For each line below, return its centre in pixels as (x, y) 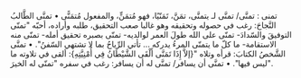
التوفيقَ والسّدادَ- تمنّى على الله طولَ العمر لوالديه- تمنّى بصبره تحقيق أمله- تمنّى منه (151, 35)
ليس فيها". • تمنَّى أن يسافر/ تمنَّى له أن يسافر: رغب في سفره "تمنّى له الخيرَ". (142, 63)
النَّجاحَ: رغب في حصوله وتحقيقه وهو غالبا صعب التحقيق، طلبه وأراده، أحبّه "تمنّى (143, 25)
